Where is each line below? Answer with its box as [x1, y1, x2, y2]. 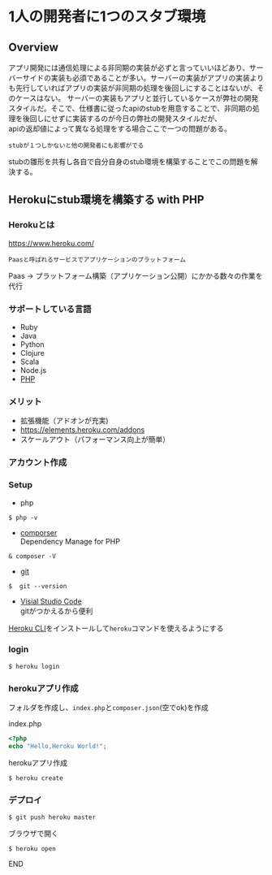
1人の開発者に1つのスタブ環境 [8, 7, 206, 26]
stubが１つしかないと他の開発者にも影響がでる [8, 141, 145, 149]
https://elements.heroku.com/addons [19, 425, 145, 435]
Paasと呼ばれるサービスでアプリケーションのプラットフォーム [8, 255, 187, 264]
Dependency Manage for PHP [19, 536, 120, 546]
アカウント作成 [8, 457, 67, 468]
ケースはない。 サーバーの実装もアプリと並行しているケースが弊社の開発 [15, 93, 258, 102]
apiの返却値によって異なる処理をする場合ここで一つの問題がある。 [8, 123, 231, 133]
